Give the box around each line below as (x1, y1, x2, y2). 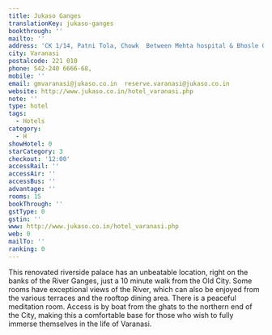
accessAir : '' (8, 170, 57, 178)
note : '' (8, 95, 38, 103)
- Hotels (15, 117, 45, 125)
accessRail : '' (8, 163, 60, 171)
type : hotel (8, 102, 49, 110)
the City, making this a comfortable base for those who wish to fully (8, 310, 234, 320)
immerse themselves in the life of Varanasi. (8, 319, 152, 329)
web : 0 (8, 230, 31, 239)
